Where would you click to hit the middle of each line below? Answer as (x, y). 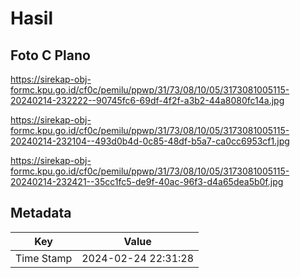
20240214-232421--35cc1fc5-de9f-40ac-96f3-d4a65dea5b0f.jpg (147, 181)
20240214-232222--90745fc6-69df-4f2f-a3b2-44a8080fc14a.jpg (147, 100)
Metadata (41, 213)
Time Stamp (44, 258)
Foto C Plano (50, 55)
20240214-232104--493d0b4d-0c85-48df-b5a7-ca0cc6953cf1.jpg (150, 141)
